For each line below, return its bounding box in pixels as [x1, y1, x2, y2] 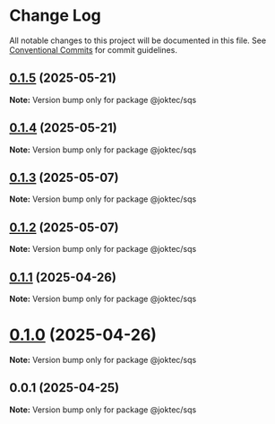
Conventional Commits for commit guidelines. [9, 44, 177, 55]
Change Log [9, 5, 101, 26]
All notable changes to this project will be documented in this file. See [9, 35, 267, 46]
